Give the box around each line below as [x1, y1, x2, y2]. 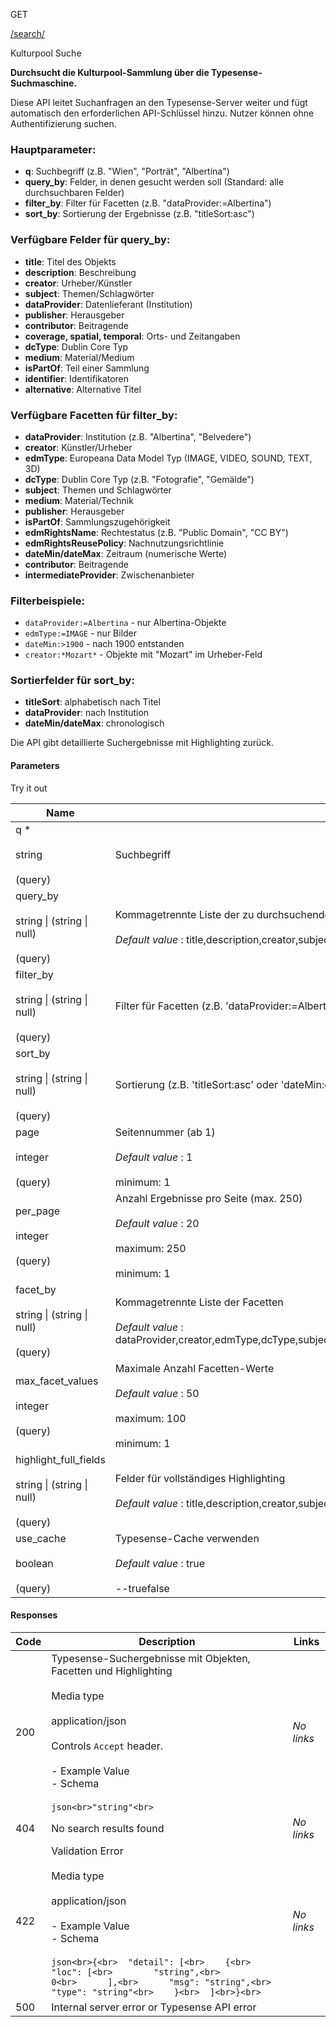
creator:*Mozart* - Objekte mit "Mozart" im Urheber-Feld [24, 649, 263, 661]
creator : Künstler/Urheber [24, 441, 133, 453]
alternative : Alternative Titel [24, 383, 142, 395]
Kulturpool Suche [10, 47, 82, 59]
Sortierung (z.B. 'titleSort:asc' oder [114, 1077, 279, 1091]
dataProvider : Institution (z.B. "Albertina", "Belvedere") [24, 430, 252, 443]
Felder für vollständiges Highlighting [114, 1471, 286, 1485]
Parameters [10, 760, 60, 772]
